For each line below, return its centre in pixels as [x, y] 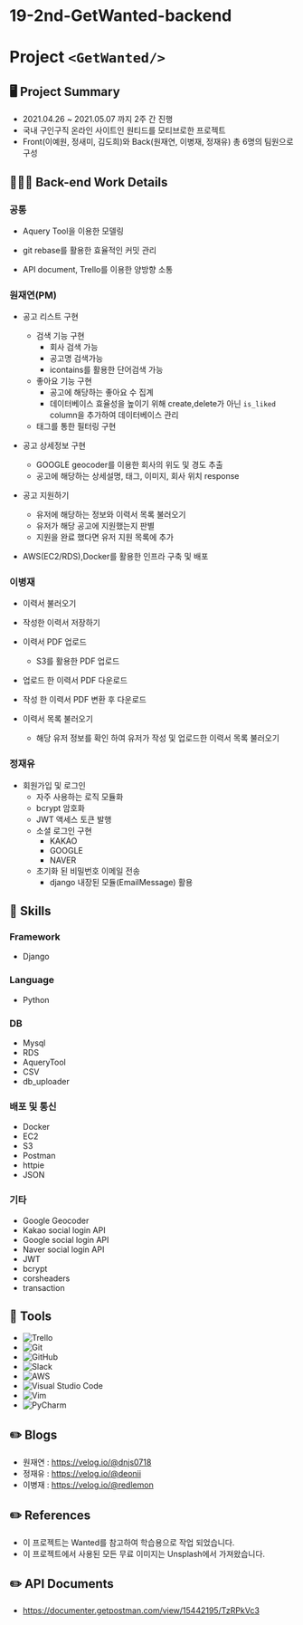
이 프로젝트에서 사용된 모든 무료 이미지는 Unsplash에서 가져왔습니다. [143, 1554]
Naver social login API [63, 1249]
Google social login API [66, 1239]
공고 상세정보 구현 [54, 445]
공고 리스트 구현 [50, 317]
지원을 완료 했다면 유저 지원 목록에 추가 [105, 537]
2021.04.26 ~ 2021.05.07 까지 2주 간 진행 [98, 119]
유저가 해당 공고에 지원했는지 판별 [95, 526]
